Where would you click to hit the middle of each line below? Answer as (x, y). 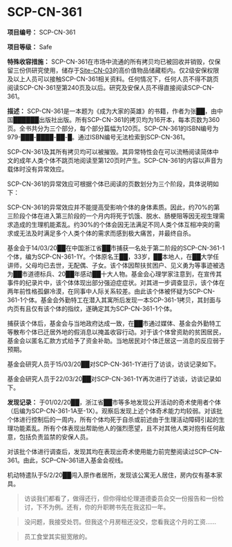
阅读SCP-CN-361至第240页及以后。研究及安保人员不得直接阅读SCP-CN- (111, 87)
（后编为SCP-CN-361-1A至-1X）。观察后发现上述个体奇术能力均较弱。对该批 (115, 410)
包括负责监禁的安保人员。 (55, 437)
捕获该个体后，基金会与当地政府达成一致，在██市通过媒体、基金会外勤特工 (114, 323)
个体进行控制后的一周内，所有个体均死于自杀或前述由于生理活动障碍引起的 (113, 419)
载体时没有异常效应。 (37, 169)
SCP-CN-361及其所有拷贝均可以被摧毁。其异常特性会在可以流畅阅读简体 (110, 151)
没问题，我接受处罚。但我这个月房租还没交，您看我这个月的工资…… (120, 521)
